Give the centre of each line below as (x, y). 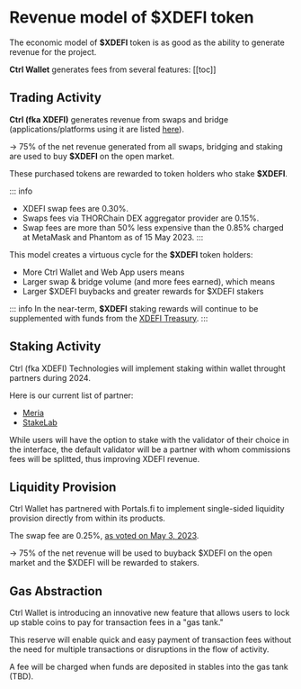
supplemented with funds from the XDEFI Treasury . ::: (109, 318)
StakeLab (40, 422)
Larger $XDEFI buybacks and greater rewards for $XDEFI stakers (143, 291)
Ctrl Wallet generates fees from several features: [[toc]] (113, 69)
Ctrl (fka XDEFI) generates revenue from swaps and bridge (119, 119)
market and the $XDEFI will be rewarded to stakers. (104, 563)
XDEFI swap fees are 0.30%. (75, 208)
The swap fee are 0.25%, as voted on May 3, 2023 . (104, 536)
